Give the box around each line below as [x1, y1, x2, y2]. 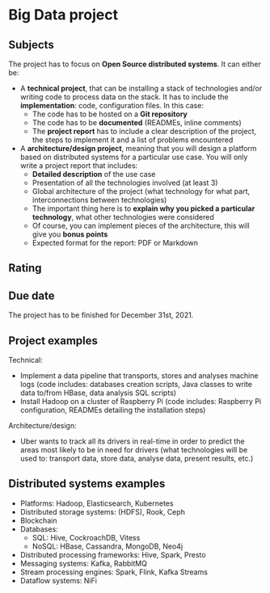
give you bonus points [32, 229, 108, 239]
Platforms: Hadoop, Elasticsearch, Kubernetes [19, 498, 174, 508]
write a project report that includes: [19, 161, 138, 170]
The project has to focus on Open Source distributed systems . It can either [8, 59, 261, 69]
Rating [8, 261, 42, 275]
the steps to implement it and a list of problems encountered [32, 135, 234, 145]
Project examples [8, 334, 99, 347]
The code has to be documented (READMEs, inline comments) [32, 118, 243, 127]
